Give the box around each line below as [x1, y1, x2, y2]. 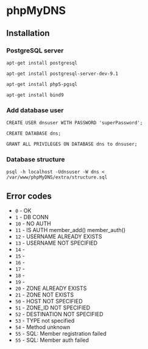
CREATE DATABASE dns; [6, 130, 62, 137]
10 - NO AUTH [15, 220, 51, 227]
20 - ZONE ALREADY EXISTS [15, 284, 87, 292]
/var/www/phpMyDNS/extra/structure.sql [6, 174, 108, 180]
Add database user [6, 106, 64, 115]
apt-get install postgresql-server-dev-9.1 [6, 71, 119, 77]
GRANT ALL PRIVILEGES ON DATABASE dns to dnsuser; [6, 141, 138, 147]
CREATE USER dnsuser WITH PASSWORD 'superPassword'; [6, 120, 143, 126]
